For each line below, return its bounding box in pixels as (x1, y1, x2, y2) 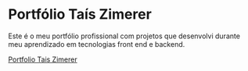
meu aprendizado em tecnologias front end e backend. (8, 39, 185, 48)
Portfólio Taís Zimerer (8, 5, 153, 23)
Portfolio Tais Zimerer (8, 55, 77, 64)
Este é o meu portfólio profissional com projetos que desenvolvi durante (8, 31, 241, 41)
